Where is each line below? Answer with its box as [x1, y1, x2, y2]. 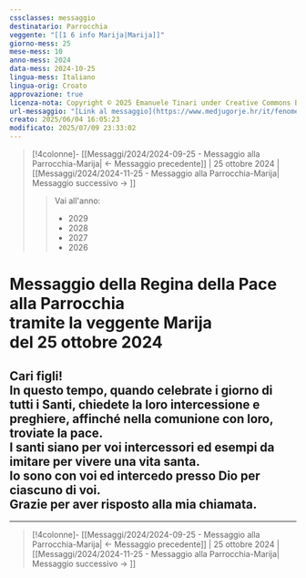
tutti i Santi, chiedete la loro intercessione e [9, 397, 260, 412]
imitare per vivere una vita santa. [9, 453, 200, 470]
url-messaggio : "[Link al [9, 107, 107, 116]
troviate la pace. [9, 425, 104, 440]
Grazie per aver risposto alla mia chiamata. [9, 496, 258, 511]
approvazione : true [9, 89, 84, 98]
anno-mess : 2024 [9, 56, 71, 65]
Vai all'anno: [54, 195, 101, 206]
